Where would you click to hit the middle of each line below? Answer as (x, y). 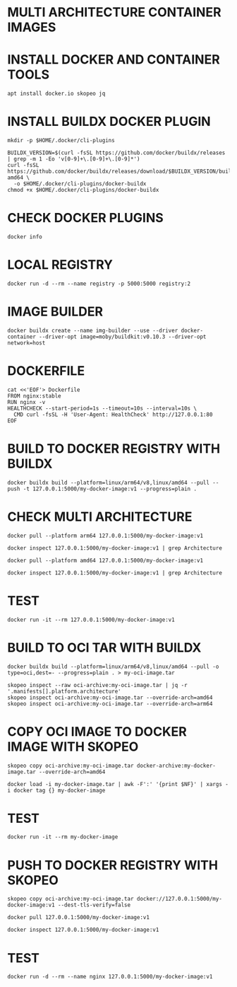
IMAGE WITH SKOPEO (73, 746)
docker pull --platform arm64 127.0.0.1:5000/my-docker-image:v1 (105, 536)
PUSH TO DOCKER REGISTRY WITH (113, 865)
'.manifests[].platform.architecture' (64, 691)
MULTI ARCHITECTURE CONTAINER (114, 12)
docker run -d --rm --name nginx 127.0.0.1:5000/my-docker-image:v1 (110, 977)
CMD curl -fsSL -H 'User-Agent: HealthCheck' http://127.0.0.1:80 (113, 415)
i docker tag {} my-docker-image (56, 790)
